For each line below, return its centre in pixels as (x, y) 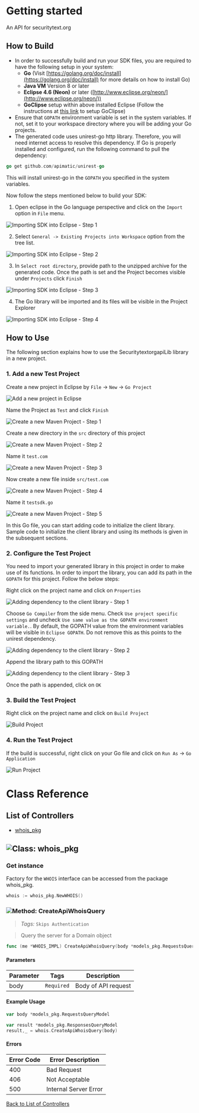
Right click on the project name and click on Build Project (78, 713)
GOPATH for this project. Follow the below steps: (63, 579)
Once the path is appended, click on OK (54, 685)
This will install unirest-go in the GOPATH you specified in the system (88, 177)
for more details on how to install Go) (145, 79)
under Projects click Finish (48, 278)
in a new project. (27, 359)
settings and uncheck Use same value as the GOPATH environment (87, 620)
